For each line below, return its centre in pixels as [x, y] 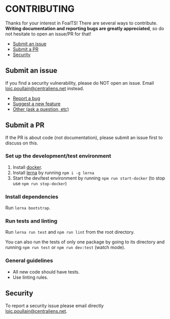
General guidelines [29, 261]
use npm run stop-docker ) [40, 183]
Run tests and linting [31, 221]
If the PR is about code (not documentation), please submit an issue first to [84, 137]
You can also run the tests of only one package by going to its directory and [85, 242]
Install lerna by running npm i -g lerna [53, 173]
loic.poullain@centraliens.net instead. [45, 88]
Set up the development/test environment [58, 156]
